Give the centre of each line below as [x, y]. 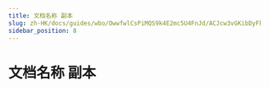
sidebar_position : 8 [43, 30]
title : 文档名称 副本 [41, 16]
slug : [17, 23]
